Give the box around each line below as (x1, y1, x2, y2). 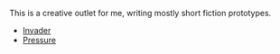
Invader (22, 25, 51, 35)
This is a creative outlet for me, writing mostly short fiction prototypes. (9, 8, 272, 18)
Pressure (22, 35, 57, 45)
